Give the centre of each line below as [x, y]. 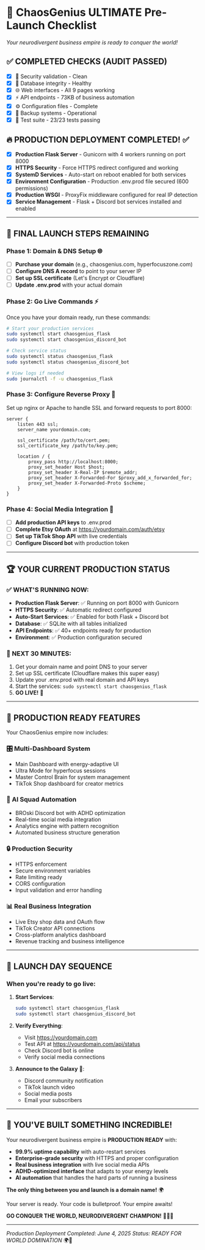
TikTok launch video [49, 1087]
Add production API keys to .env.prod [63, 522]
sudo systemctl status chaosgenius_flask [60, 357]
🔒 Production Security [40, 849]
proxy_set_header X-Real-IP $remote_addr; [83, 472]
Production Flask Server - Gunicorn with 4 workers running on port [100, 154]
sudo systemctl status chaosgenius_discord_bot [68, 362]
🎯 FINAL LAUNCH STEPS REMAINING [78, 234]
